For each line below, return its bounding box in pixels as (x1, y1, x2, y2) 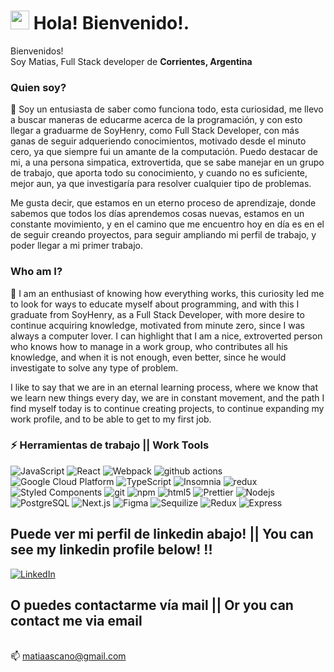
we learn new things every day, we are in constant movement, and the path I (10, 391, 325, 404)
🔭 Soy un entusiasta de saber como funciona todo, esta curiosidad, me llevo (10, 103, 324, 115)
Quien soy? (10, 80, 67, 94)
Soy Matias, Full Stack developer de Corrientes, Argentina (10, 55, 253, 67)
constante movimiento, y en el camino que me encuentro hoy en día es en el (10, 218, 325, 230)
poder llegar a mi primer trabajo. (10, 240, 144, 252)
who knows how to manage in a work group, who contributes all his (10, 340, 288, 352)
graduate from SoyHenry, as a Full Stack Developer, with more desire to (10, 308, 305, 320)
